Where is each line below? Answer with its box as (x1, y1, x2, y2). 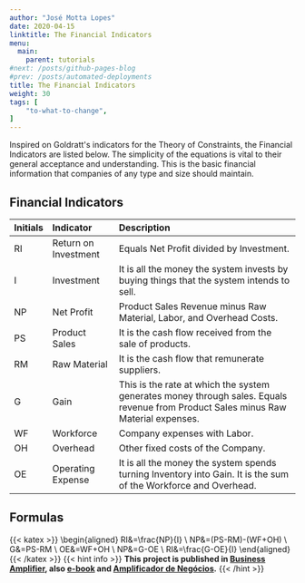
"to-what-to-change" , (25, 106, 107, 115)
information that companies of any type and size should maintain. (9, 169, 254, 180)
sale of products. (118, 337, 191, 350)
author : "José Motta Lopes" (9, 13, 116, 23)
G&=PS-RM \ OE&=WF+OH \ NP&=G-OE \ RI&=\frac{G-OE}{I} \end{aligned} (9, 543, 291, 554)
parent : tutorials (25, 55, 95, 64)
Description (118, 221, 171, 234)
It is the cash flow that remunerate (118, 352, 265, 364)
